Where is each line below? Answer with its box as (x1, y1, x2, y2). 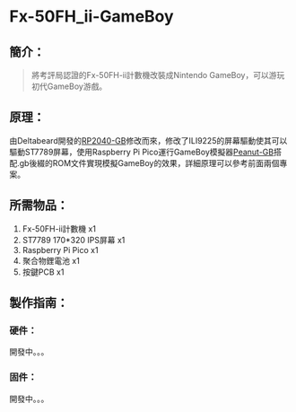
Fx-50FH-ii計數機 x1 (22, 223, 97, 234)
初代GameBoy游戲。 (30, 81, 108, 92)
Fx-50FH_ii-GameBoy (9, 6, 174, 27)
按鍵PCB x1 (22, 267, 65, 277)
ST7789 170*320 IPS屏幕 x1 (22, 234, 126, 245)
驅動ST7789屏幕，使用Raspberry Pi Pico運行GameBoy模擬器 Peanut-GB (9, 146, 274, 157)
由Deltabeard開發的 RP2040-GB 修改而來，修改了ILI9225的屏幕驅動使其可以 (9, 135, 288, 145)
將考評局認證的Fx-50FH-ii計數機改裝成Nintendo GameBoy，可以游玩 (30, 70, 285, 80)
